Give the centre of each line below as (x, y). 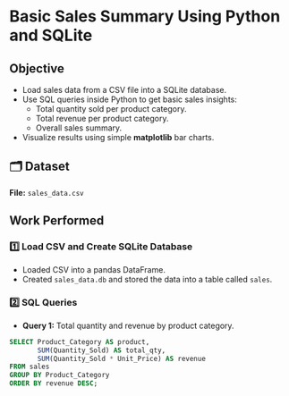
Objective (37, 68)
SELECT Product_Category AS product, (80, 341)
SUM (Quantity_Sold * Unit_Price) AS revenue (121, 358)
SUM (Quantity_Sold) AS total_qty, (102, 350)
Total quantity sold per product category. (111, 109)
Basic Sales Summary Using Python (145, 17)
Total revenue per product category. (102, 118)
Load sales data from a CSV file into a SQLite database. (124, 90)
